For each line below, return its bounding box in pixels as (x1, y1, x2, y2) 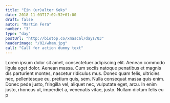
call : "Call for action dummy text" (5, 45, 83, 50)
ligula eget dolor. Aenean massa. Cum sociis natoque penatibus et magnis (5, 65, 161, 71)
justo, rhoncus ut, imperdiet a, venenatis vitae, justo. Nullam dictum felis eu (5, 86, 164, 92)
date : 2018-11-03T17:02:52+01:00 (5, 12, 77, 17)
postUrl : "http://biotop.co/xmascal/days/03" (5, 36, 104, 41)
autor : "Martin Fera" (5, 21, 52, 27)
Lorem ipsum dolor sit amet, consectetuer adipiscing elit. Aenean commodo (5, 59, 165, 65)
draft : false (5, 17, 33, 22)
